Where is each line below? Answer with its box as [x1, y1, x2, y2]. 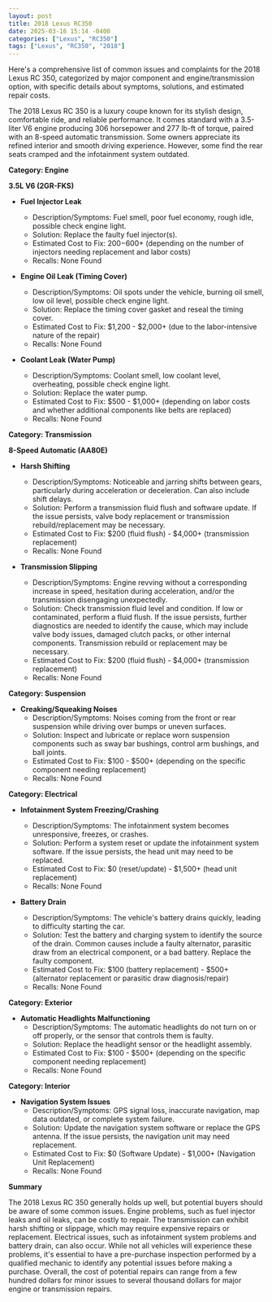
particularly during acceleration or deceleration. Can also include [32, 486, 250, 496]
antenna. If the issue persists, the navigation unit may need [32, 1132, 230, 1142]
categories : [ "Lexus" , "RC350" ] [8, 34, 118, 43]
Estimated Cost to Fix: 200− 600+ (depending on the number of [32, 238, 244, 248]
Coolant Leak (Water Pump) [19, 355, 116, 365]
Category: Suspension [8, 688, 87, 698]
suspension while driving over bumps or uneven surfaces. [32, 722, 227, 732]
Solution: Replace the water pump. [32, 388, 148, 398]
